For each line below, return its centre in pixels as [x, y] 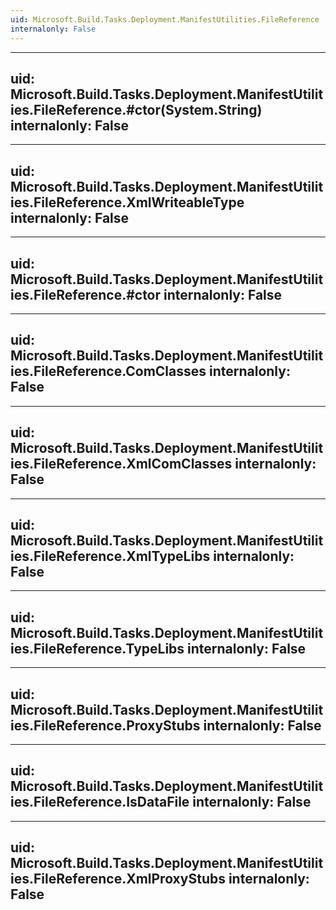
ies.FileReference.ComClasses [108, 371]
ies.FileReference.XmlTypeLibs [110, 556]
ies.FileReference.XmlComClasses [121, 464]
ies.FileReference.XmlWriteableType [127, 202]
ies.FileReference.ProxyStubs [105, 725]
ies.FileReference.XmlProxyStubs [118, 879]
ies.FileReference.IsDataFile [100, 802]
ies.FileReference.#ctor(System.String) [136, 109]
